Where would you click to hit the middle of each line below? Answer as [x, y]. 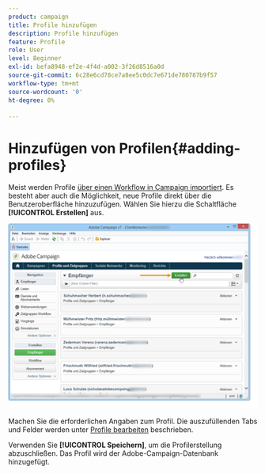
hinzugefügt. [29, 462]
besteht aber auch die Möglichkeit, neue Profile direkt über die [110, 196]
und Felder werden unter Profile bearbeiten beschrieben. [101, 430]
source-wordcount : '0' [45, 92]
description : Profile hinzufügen [63, 33]
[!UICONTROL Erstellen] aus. [56, 213]
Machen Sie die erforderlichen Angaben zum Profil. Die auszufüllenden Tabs [133, 421]
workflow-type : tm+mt [44, 83]
